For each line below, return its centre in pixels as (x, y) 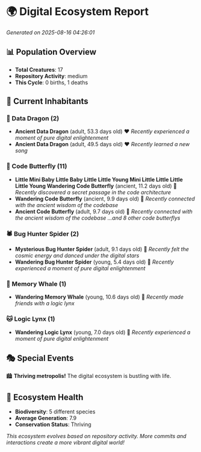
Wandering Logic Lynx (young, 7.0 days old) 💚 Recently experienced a (103, 332)
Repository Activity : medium (51, 76)
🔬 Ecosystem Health (45, 397)
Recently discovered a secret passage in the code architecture (93, 192)
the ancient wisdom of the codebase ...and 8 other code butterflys (97, 218)
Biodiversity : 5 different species (55, 412)
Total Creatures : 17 (39, 69)
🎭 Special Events (40, 358)
